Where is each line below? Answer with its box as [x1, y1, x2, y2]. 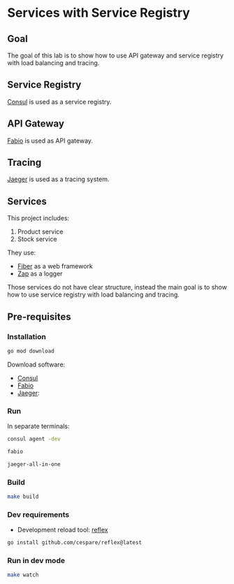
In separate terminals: [7, 422, 70, 431]
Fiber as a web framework [17, 262, 93, 271]
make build [7, 493, 39, 501]
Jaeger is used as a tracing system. [7, 175, 110, 183]
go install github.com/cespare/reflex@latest [7, 539, 142, 546]
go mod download [7, 348, 54, 355]
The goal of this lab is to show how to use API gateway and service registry [7, 51, 224, 59]
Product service [17, 227, 64, 236]
